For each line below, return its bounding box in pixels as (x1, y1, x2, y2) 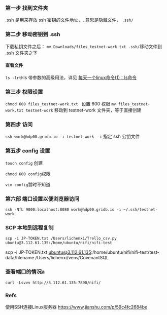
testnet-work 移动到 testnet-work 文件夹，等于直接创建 (25, 107, 142, 113)
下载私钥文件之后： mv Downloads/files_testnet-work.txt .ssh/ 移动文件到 (5, 43, 162, 49)
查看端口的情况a (5, 268, 45, 275)
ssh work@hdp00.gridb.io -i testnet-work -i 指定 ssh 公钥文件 (5, 133, 140, 140)
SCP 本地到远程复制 (5, 224, 54, 231)
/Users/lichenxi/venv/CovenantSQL (35, 255, 109, 261)
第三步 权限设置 (5, 88, 43, 95)
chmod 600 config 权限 (5, 171, 51, 177)
